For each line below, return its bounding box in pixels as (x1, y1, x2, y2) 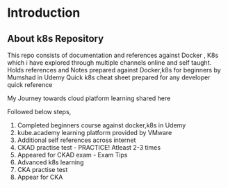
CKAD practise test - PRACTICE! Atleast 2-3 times (17, 143, 161, 151)
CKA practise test (17, 166, 68, 173)
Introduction (7, 5, 81, 21)
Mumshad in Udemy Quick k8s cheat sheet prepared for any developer (7, 73, 211, 81)
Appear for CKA (17, 173, 63, 181)
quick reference (7, 81, 53, 88)
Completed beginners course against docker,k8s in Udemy (17, 121, 186, 130)
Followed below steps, (7, 108, 72, 116)
